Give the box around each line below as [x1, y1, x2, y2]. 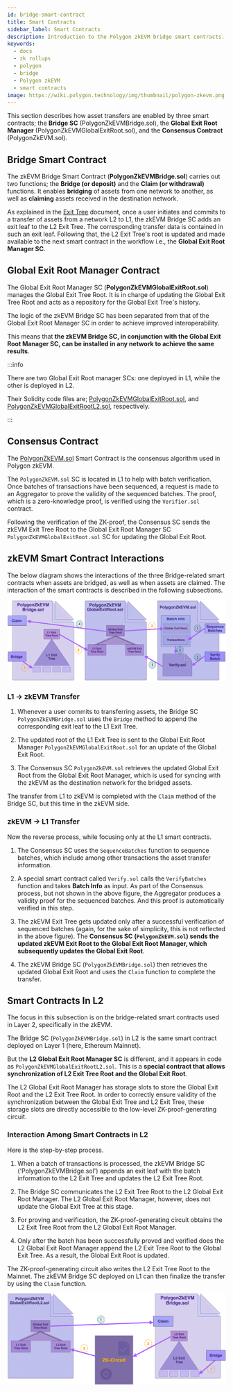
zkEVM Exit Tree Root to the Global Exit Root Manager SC [7, 525, 171, 534]
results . [7, 347, 30, 355]
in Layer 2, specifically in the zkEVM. [7, 1021, 113, 1029]
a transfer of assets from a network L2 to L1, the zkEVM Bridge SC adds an [7, 215, 221, 223]
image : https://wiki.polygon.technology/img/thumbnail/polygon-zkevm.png [7, 92, 225, 99]
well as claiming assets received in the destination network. [7, 194, 179, 203]
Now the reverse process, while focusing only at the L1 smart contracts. [7, 833, 212, 841]
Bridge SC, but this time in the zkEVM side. [7, 799, 130, 808]
